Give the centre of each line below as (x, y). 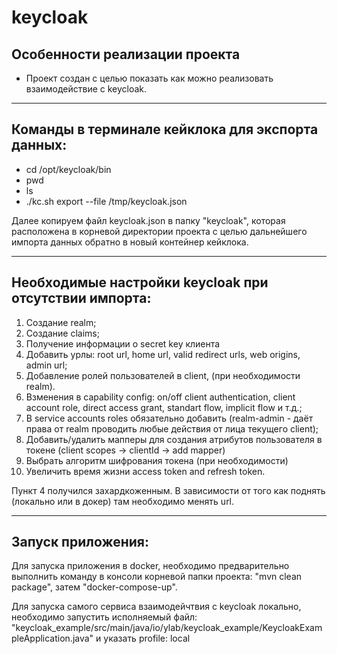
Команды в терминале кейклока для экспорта (165, 129)
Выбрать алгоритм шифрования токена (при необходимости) (157, 460)
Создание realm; (61, 322)
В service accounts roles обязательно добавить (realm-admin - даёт (169, 418)
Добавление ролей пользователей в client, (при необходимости (163, 375)
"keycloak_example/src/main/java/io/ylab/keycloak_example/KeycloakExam (167, 628)
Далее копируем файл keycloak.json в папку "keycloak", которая (148, 220)
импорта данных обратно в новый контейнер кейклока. (130, 242)
